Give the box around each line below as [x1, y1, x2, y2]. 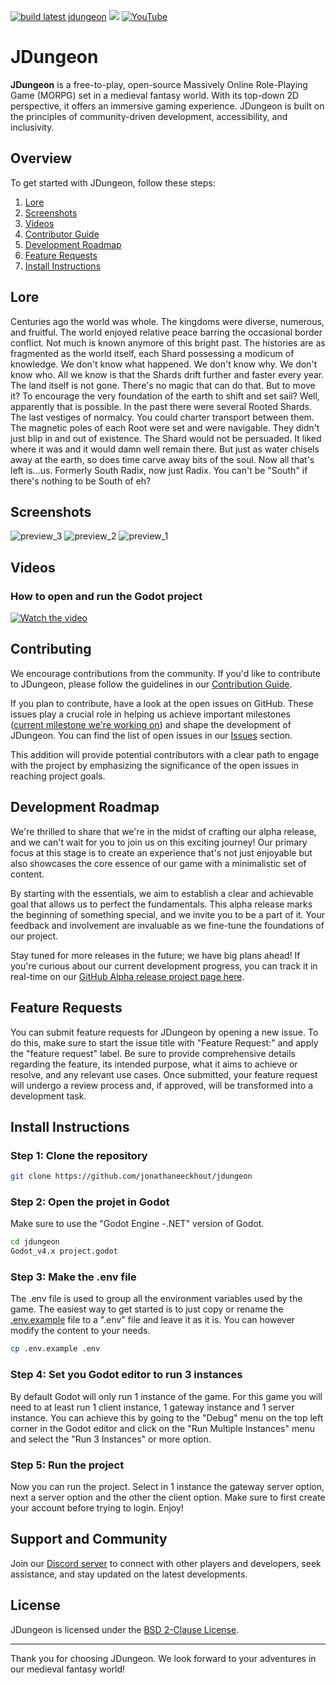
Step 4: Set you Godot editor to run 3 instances [10, 1368, 243, 1382]
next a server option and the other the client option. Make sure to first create [10, 1491, 326, 1503]
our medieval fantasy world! [10, 1663, 126, 1675]
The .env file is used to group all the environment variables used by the [10, 1293, 303, 1305]
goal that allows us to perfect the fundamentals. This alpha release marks [10, 898, 313, 910]
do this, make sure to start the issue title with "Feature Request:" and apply [10, 1036, 319, 1049]
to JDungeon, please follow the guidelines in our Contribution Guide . [10, 678, 293, 690]
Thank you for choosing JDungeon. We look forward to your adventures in [10, 1652, 317, 1664]
